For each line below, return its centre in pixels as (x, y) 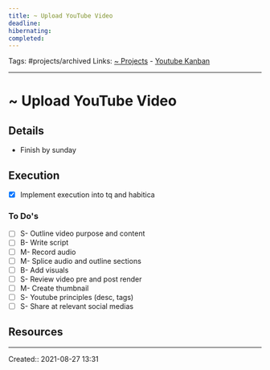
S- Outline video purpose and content (82, 233)
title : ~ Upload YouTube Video (61, 16)
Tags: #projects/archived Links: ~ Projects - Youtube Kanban (109, 61)
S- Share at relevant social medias (77, 306)
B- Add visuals (44, 269)
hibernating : (30, 31)
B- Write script (44, 243)
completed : (27, 38)
